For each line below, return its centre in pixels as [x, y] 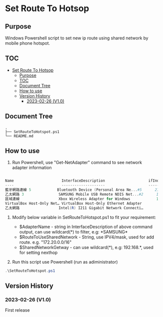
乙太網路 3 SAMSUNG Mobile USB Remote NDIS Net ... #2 [74, 195]
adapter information [32, 167]
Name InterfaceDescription [55, 181]
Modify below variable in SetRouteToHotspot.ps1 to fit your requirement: [84, 217]
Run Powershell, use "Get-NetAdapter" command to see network [77, 163]
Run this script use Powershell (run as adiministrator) [65, 262]
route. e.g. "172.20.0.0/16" [45, 242]
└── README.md [19, 136]
